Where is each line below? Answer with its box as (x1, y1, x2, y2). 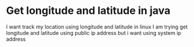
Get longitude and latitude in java (6, 4, 170, 17)
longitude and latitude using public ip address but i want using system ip (6, 29, 181, 36)
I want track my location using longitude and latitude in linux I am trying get (6, 23, 188, 30)
